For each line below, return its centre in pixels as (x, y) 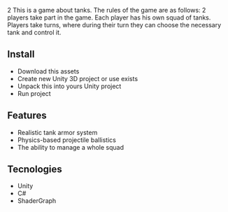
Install (21, 54)
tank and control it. (34, 32)
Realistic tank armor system (57, 132)
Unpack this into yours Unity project (69, 86)
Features (27, 116)
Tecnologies (35, 170)
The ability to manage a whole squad (71, 147)
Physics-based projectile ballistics (67, 140)
